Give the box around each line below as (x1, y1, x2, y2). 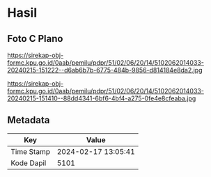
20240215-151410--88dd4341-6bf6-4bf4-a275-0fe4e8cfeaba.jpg (7, 94, 196, 102)
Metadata (7, 114, 50, 126)
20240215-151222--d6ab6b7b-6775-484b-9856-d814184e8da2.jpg (7, 66, 203, 74)
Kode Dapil (10, 158, 47, 168)
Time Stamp (10, 146, 51, 156)
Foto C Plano (7, 33, 63, 45)
